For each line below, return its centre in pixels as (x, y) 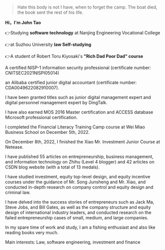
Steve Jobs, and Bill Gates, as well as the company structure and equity (78, 207)
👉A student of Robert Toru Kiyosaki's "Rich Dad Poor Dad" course (74, 56)
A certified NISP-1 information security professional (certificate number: (78, 68)
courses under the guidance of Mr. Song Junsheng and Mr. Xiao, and (75, 182)
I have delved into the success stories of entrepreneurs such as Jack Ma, (80, 202)
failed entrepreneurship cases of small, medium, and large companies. (77, 218)
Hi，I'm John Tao (23, 22)
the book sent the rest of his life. (50, 12)
